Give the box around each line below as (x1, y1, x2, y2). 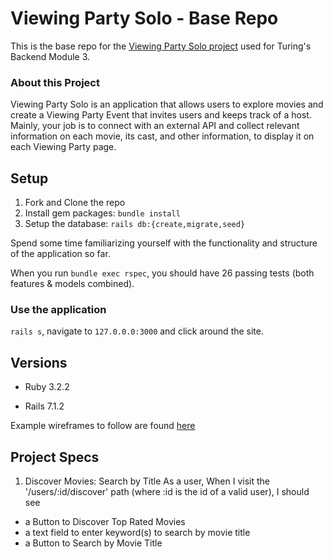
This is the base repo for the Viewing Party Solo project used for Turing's (10, 40, 312, 52)
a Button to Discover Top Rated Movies (24, 515, 186, 527)
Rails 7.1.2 (24, 400, 65, 412)
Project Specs (10, 448, 100, 466)
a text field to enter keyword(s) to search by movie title (24, 526, 251, 538)
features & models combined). (10, 278, 135, 290)
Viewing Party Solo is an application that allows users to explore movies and (10, 98, 324, 111)
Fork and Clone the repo (24, 197, 126, 209)
